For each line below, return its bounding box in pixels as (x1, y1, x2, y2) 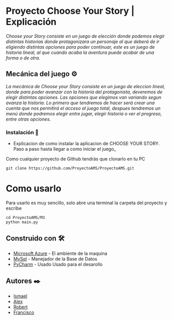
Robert (13, 304, 28, 310)
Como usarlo (6, 183, 62, 194)
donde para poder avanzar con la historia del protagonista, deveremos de (6, 89, 163, 95)
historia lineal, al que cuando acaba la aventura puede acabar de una (6, 49, 154, 55)
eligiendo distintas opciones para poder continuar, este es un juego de (6, 44, 155, 50)
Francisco (13, 309, 35, 315)
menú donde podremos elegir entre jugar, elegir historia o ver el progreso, (6, 110, 162, 116)
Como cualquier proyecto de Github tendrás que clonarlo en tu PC (6, 156, 145, 162)
